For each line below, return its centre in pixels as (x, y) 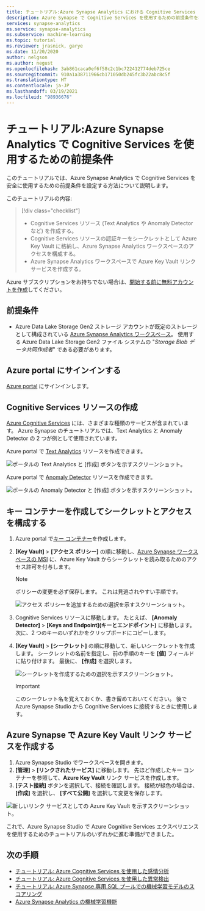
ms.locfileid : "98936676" (39, 97)
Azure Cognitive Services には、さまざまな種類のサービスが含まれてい (95, 423)
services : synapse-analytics (43, 23)
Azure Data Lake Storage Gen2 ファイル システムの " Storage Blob (105, 342)
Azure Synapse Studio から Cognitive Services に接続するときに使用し (104, 706)
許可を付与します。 (50, 567)
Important (27, 686)
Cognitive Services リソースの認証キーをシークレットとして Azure (113, 238)
